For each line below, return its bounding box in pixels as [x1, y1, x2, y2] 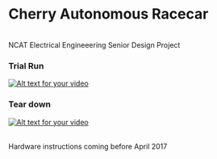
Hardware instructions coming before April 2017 [8, 141, 168, 151]
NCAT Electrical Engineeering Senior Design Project [8, 40, 181, 49]
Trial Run [8, 60, 44, 71]
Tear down [8, 98, 51, 110]
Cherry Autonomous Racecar [8, 5, 209, 23]
